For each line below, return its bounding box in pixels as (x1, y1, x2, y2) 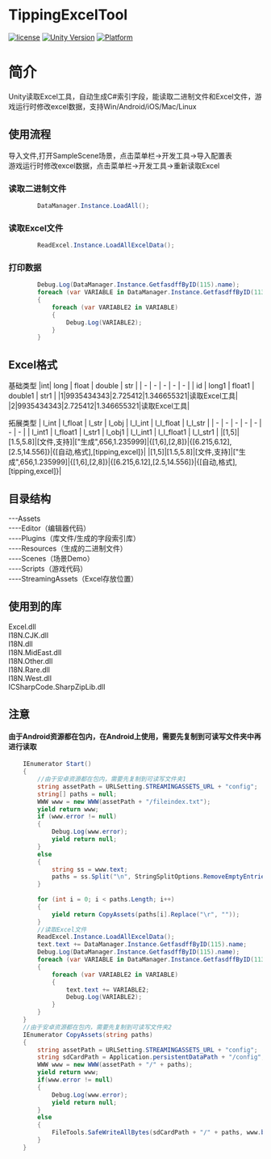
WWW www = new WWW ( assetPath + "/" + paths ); (37, 1061, 194, 1069)
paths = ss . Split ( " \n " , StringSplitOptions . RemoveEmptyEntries (51, 873, 269, 881)
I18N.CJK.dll (8, 630, 49, 640)
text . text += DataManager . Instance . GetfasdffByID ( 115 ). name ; (37, 941, 248, 949)
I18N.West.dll (8, 673, 52, 683)
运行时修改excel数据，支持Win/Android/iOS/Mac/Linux (15, 101, 198, 111)
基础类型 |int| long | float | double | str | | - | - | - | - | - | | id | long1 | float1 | (8, 381, 255, 391)
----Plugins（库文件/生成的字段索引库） (8, 533, 141, 543)
